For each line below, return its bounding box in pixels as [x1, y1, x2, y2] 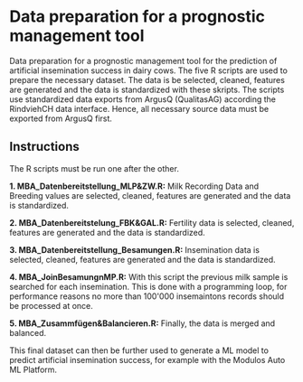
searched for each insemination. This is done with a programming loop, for [9, 281, 288, 292]
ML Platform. [9, 364, 57, 375]
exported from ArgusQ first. [9, 113, 113, 124]
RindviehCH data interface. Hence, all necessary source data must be [9, 103, 270, 114]
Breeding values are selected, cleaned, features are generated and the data [9, 190, 291, 200]
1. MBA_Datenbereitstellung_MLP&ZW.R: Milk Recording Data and [9, 181, 260, 191]
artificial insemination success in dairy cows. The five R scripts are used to [9, 65, 288, 76]
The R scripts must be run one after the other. [9, 163, 179, 173]
